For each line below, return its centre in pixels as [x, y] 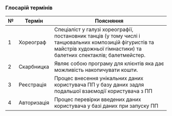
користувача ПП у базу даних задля [99, 85]
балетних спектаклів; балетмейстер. [100, 55]
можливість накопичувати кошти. [96, 70]
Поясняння [109, 21]
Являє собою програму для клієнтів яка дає [109, 64]
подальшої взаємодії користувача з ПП [103, 91]
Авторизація [34, 103]
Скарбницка [34, 67]
